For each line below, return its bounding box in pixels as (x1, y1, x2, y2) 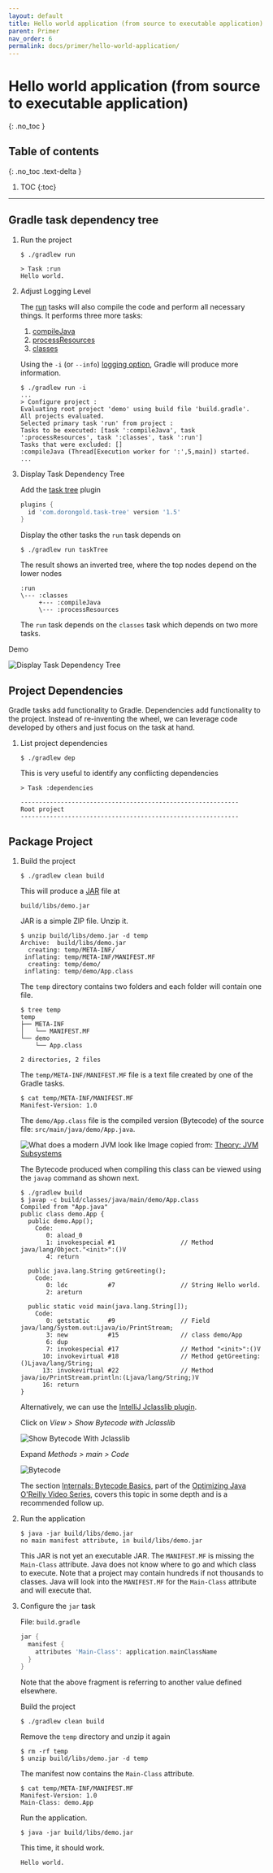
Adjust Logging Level (19, 286, 92, 296)
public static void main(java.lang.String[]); (28, 1302, 188, 1311)
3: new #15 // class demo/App (45, 1330, 243, 1339)
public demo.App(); (28, 1216, 93, 1225)
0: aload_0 (45, 1231, 83, 1239)
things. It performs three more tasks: (19, 310, 144, 320)
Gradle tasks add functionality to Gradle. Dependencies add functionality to (8, 705, 262, 715)
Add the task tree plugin (19, 484, 102, 494)
